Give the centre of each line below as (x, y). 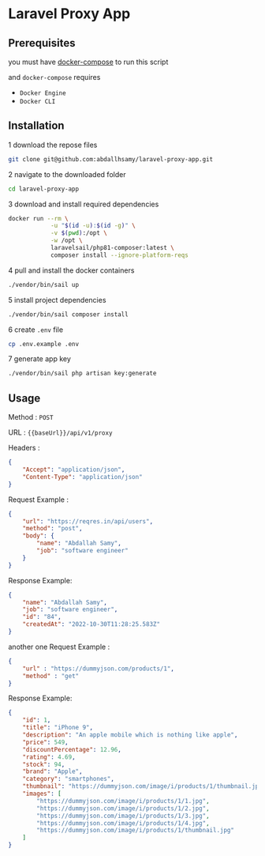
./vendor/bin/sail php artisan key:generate (82, 373)
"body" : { (39, 536)
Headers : (24, 448)
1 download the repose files (53, 145)
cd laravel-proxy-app (44, 189)
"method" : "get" (51, 676)
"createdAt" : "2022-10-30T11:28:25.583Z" (91, 624)
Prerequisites (42, 43)
